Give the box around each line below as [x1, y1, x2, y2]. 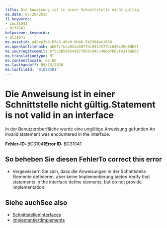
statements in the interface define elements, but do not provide [12, 179, 142, 185]
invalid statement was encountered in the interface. [5, 131, 110, 137]
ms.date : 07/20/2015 [5, 12, 48, 17]
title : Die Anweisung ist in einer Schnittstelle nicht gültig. [5, 7, 141, 12]
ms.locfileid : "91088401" [5, 67, 59, 72]
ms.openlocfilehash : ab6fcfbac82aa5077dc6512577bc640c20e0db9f [5, 44, 139, 49]
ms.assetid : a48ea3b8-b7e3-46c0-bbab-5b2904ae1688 [5, 40, 112, 45]
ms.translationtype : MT [5, 53, 55, 58]
